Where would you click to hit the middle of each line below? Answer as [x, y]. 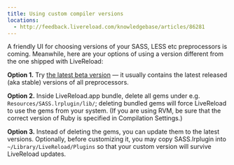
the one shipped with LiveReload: [55, 62]
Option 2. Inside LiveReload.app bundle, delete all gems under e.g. [104, 96]
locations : [23, 20]
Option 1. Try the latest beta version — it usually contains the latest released [117, 75]
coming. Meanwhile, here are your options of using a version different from [116, 54]
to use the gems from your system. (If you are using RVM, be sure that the [114, 111]
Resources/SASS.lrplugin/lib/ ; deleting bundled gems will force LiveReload [117, 103]
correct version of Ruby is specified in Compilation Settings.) [95, 118]
